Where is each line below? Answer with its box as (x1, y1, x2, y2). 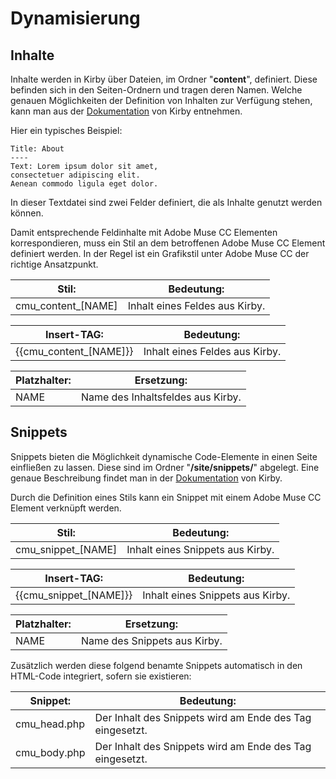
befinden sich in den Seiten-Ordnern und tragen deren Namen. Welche (10, 84, 303, 96)
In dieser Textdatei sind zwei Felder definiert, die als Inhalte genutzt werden (10, 197, 323, 208)
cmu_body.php (15, 745, 86, 759)
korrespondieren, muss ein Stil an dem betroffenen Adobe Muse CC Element (10, 237, 326, 249)
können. (10, 207, 44, 219)
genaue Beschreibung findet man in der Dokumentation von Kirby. (10, 472, 283, 484)
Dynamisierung (10, 7, 141, 30)
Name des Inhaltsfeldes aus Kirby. (80, 390, 242, 404)
